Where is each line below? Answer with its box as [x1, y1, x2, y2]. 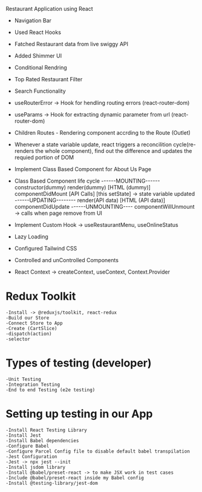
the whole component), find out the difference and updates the [35, 147, 192, 154]
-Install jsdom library [5, 464, 66, 470]
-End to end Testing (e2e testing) [5, 386, 96, 393]
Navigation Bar [14, 17, 52, 24]
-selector [5, 336, 31, 342]
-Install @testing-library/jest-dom [5, 480, 98, 486]
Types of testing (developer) [5, 356, 152, 370]
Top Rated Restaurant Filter [14, 76, 83, 83]
